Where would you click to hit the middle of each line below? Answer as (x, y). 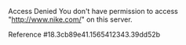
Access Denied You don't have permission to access (93, 11)
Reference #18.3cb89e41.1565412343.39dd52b (84, 35)
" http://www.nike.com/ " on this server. (70, 19)
